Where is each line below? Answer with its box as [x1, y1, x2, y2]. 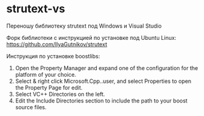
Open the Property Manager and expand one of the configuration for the [15, 64, 198, 72]
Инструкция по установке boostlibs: [6, 52, 100, 60]
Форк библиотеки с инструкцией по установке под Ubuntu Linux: [6, 34, 176, 41]
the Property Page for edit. [15, 83, 83, 91]
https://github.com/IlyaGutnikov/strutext [6, 41, 107, 48]
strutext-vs [6, 2, 66, 16]
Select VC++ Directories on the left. [15, 90, 105, 98]
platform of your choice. [15, 71, 77, 78]
